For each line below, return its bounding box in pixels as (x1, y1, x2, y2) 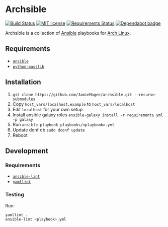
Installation (5, 78, 41, 87)
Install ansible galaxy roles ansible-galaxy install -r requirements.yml (12, 112, 163, 118)
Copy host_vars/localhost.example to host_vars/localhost (12, 101, 135, 107)
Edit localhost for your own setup (12, 106, 83, 112)
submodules (12, 97, 36, 102)
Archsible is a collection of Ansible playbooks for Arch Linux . (5, 30, 131, 36)
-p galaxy (12, 117, 34, 122)
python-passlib (12, 64, 45, 69)
